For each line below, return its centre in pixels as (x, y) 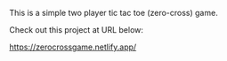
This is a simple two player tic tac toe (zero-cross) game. (113, 13)
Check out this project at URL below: (77, 30)
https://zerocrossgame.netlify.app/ (73, 47)
